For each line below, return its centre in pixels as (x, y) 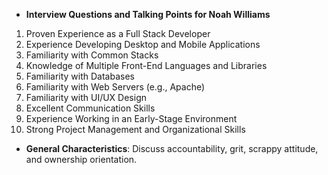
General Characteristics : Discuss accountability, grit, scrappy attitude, (172, 148)
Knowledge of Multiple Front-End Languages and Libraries (146, 65)
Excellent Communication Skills (90, 108)
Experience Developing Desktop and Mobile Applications (143, 44)
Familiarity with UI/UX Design (86, 97)
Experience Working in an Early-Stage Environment (131, 118)
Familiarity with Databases (80, 76)
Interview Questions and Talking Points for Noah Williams (148, 14)
